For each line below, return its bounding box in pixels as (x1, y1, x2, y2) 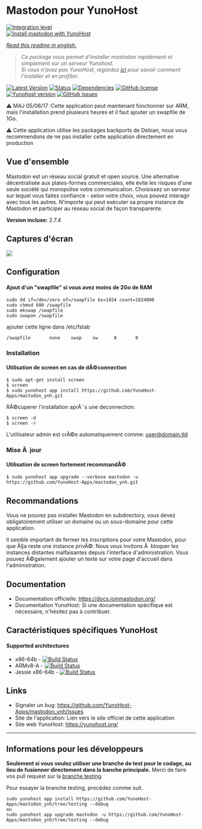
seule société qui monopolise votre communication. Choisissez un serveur (6, 185, 191, 193)
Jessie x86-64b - (14, 668, 59, 676)
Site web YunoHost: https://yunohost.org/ (14, 721, 118, 728)
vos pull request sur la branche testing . (6, 772, 103, 780)
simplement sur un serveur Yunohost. (20, 60, 114, 67)
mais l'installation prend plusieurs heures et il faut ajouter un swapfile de (6, 108, 186, 116)
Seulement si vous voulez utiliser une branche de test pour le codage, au (6, 760, 192, 767)
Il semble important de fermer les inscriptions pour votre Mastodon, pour (6, 536, 186, 543)
